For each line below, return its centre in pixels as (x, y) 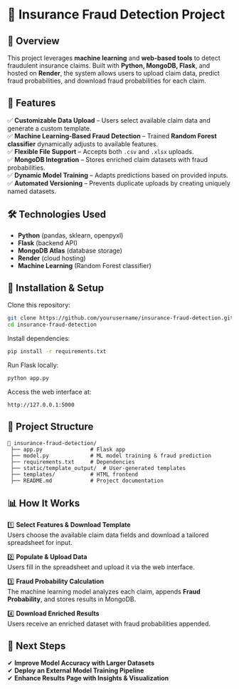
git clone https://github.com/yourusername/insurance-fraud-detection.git (121, 318)
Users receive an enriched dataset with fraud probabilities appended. (109, 623)
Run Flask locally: (33, 365)
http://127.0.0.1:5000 (41, 405)
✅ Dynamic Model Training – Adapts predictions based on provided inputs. (118, 175)
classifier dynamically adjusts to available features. (83, 144)
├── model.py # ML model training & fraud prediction (111, 456)
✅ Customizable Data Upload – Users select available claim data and (109, 120)
